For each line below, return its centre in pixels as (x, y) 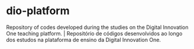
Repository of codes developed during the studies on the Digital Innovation (97, 27)
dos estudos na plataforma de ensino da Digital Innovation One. (84, 40)
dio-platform (38, 11)
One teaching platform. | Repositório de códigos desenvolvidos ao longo (94, 33)
